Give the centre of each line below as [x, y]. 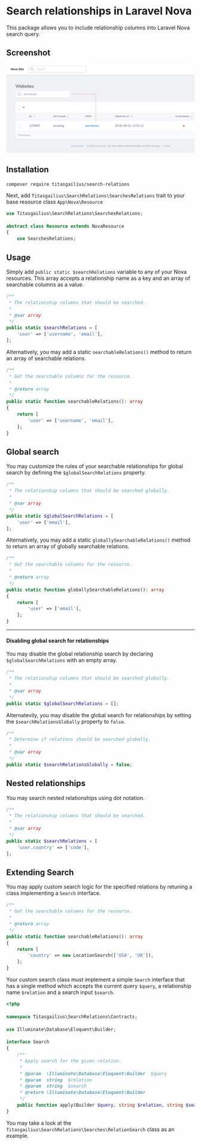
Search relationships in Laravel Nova [99, 11]
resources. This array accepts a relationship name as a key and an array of [98, 278]
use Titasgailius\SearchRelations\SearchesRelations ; [75, 213]
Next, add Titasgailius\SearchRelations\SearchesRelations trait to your [95, 195]
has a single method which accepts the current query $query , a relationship [99, 986]
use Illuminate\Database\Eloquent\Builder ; [61, 1029]
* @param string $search [53, 1086]
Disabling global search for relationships [58, 641]
